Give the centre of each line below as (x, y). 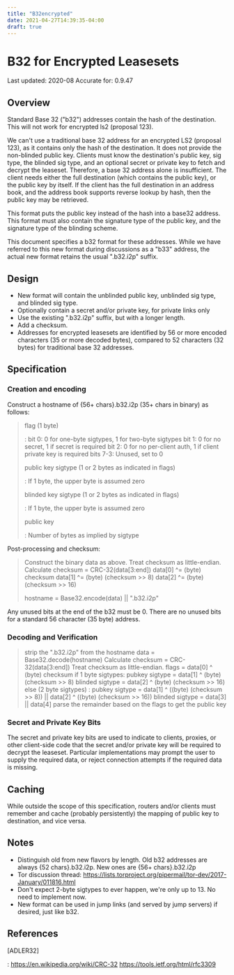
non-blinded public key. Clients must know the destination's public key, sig (114, 155)
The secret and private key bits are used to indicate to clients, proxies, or (112, 737)
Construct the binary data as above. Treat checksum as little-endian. (123, 562)
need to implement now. (52, 897)
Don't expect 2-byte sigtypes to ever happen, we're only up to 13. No (116, 889)
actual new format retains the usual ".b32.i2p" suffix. (83, 257)
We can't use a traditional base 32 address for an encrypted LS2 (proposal (114, 140)
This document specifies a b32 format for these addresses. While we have (114, 242)
